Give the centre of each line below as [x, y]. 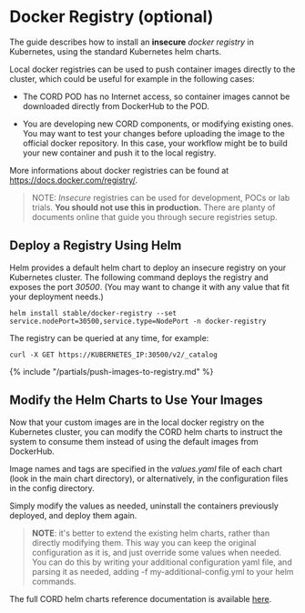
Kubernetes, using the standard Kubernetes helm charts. [116, 51]
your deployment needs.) [57, 296]
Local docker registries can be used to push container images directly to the [152, 69]
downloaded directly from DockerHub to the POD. [116, 106]
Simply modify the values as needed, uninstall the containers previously [144, 506]
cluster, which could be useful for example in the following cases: [132, 78]
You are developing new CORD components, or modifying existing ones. [158, 124]
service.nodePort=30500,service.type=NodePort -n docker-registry [138, 321]
